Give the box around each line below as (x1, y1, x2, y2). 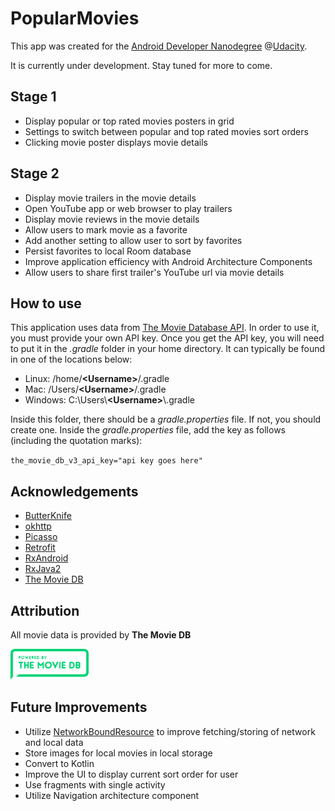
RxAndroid (24, 552, 69, 564)
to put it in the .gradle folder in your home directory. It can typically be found (10, 343, 326, 355)
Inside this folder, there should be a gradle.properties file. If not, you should (10, 413, 322, 426)
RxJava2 (24, 563, 62, 575)
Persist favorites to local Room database (24, 245, 192, 257)
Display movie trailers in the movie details (24, 192, 197, 204)
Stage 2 (10, 165, 60, 182)
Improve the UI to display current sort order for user (24, 768, 239, 780)
